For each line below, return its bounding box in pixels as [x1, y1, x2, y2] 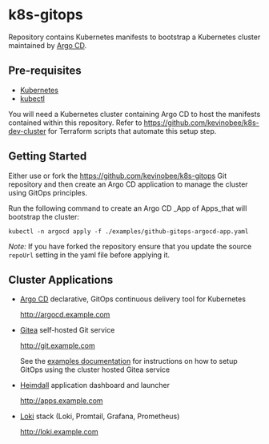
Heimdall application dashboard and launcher [19, 381, 171, 390]
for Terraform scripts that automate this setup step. [47, 126, 217, 135]
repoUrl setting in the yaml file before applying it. [8, 250, 171, 260]
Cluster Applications [8, 272, 114, 286]
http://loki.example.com [19, 427, 98, 437]
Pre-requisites [8, 64, 82, 78]
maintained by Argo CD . [8, 40, 87, 50]
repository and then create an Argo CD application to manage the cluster [8, 179, 248, 189]
